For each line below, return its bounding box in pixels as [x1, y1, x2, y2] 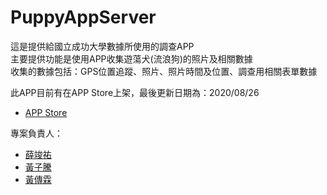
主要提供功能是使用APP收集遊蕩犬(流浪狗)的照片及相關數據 [10, 52, 253, 65]
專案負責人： [10, 127, 63, 139]
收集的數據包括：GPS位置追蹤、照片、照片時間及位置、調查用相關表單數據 [10, 65, 318, 77]
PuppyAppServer [10, 6, 157, 29]
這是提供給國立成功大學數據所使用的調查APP [10, 40, 195, 52]
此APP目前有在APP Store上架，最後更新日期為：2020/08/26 [10, 86, 260, 98]
